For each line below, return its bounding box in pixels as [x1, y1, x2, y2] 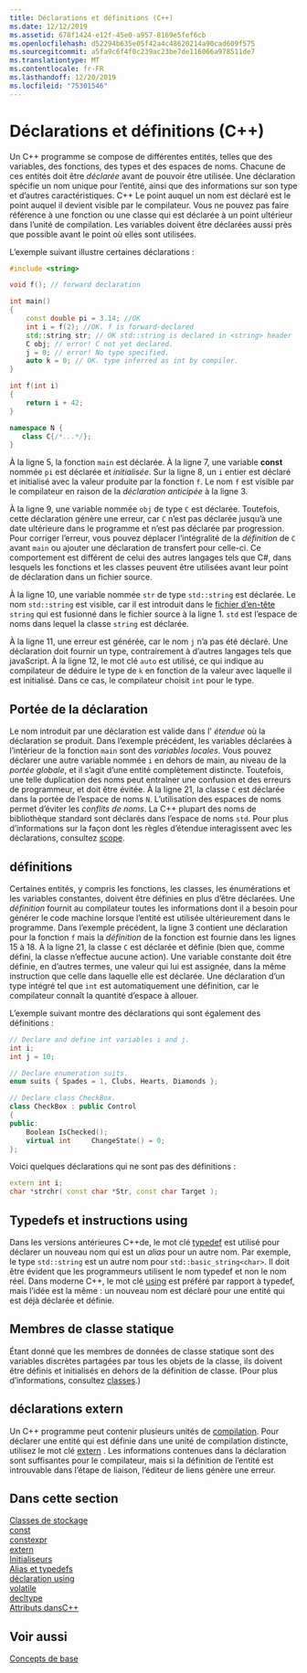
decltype [9, 1593, 43, 1604]
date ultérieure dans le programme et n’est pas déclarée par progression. [9, 523, 285, 535]
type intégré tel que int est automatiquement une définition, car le [9, 979, 259, 991]
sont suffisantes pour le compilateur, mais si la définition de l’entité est [9, 1455, 274, 1466]
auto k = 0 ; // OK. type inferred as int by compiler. [26, 356, 239, 365]
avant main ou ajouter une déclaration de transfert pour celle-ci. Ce [9, 543, 262, 554]
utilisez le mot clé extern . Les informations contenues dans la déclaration [9, 1445, 287, 1456]
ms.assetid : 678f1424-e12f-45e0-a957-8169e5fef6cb [9, 30, 206, 39]
